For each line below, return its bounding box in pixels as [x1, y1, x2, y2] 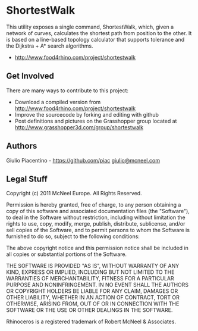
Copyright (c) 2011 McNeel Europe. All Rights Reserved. [6, 190, 142, 197]
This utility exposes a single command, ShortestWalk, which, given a [6, 23, 174, 30]
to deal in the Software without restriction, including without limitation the [6, 214, 186, 221]
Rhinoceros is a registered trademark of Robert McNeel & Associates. [6, 318, 177, 325]
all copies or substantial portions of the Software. [6, 251, 127, 258]
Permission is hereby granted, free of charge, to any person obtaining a [6, 201, 181, 208]
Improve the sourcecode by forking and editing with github [14, 111, 159, 118]
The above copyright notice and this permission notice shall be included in [6, 245, 188, 252]
